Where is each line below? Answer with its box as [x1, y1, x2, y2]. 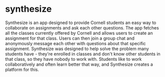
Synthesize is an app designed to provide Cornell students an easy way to [5, 20, 157, 26]
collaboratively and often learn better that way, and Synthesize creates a [5, 61, 153, 67]
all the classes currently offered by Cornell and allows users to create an [5, 30, 153, 36]
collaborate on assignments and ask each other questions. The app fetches [5, 25, 160, 30]
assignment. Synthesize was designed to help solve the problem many [5, 46, 149, 51]
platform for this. [5, 66, 39, 72]
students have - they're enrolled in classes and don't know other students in [5, 51, 161, 57]
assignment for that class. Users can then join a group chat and [5, 35, 135, 41]
